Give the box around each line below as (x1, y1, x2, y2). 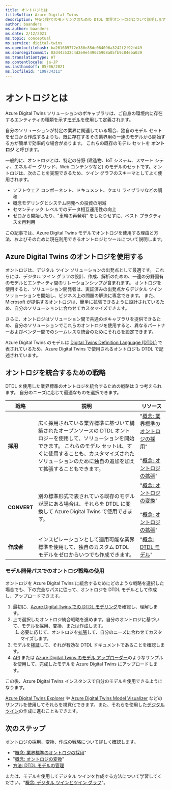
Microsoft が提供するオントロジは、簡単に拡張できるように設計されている (5, 299, 160, 305)
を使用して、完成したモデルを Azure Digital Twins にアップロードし (12, 661, 154, 667)
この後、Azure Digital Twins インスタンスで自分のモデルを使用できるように (5, 678, 163, 684)
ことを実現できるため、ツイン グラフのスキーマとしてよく (36, 170, 158, 176)
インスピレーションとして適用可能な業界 (38, 536, 135, 543)
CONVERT (8, 504, 34, 511)
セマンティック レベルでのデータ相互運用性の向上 (12, 206, 117, 212)
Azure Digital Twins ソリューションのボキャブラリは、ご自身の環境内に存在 (5, 110, 163, 116)
